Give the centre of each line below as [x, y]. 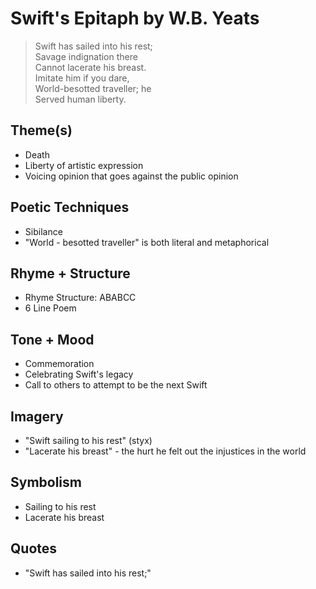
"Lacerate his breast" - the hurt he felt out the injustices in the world [165, 451]
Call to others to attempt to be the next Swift [116, 385]
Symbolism [46, 482]
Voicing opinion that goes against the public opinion [131, 176]
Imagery [37, 416]
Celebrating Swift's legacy [79, 374]
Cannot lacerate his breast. [90, 67]
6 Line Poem [50, 308]
